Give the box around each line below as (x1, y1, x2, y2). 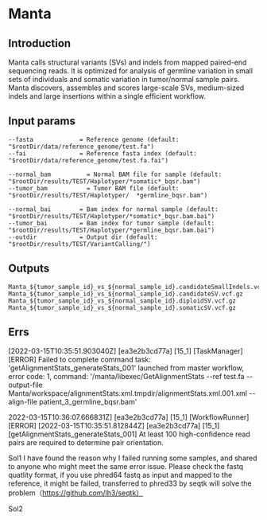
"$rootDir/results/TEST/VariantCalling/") (8, 240, 151, 248)
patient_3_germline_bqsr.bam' (39, 397, 137, 407)
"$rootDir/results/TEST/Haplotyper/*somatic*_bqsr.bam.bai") (8, 212, 215, 220)
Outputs (8, 262, 50, 276)
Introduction (8, 37, 72, 50)
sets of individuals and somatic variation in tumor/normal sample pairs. (8, 75, 240, 84)
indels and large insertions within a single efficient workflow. (8, 92, 207, 100)
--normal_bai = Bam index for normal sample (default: (8, 205, 219, 213)
